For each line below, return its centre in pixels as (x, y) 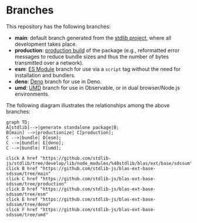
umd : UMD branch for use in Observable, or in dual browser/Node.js (97, 87)
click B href (22, 168)
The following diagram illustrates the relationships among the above (88, 105)
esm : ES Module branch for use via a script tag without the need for (97, 69)
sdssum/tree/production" (36, 184)
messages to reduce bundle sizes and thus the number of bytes (91, 56)
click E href (22, 199)
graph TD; (18, 122)
